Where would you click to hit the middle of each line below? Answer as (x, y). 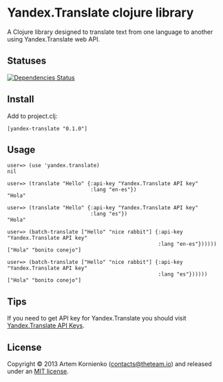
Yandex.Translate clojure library (100, 13)
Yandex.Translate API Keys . (46, 325)
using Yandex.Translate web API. (54, 39)
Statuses (27, 61)
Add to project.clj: (32, 116)
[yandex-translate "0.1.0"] (47, 128)
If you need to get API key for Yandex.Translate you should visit (97, 318)
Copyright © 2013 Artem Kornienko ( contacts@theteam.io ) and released (109, 364)
